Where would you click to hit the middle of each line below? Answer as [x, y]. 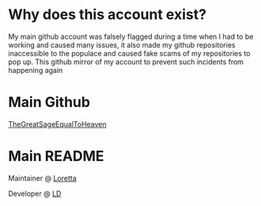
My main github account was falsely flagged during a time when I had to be [131, 36]
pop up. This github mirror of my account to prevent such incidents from [126, 62]
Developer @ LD [35, 193]
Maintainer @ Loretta [42, 178]
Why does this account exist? [108, 15]
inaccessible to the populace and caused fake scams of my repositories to [129, 53]
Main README [56, 156]
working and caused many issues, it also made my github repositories [122, 44]
